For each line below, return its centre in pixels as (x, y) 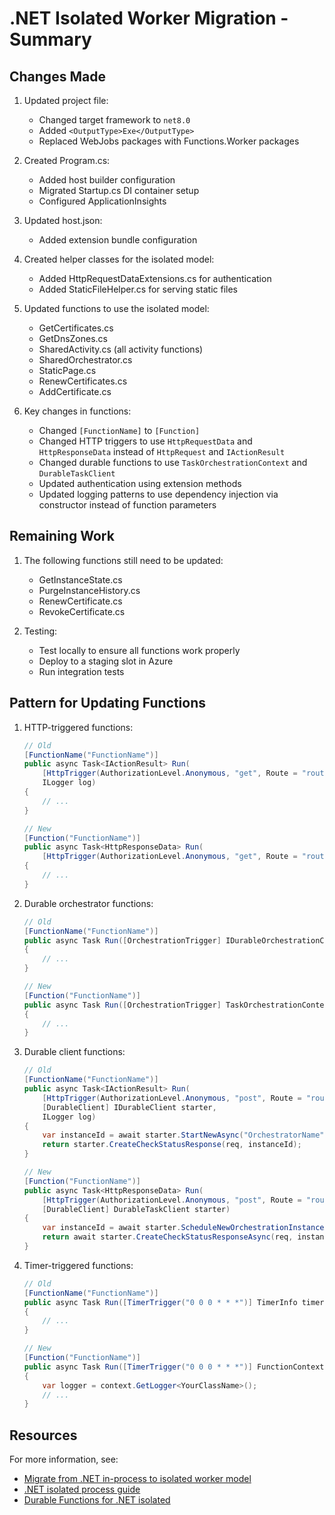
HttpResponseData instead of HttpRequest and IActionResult (162, 451)
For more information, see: (64, 1459)
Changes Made (57, 76)
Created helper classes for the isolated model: (119, 259)
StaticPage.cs (67, 370)
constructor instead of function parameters (127, 505)
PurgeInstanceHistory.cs (89, 590)
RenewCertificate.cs (80, 601)
